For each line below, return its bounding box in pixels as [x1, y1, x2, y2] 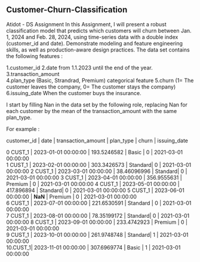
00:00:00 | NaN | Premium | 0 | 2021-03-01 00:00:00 [6, 193, 137, 200]
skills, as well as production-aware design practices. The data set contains [6, 46, 190, 53]
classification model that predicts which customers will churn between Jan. [6, 27, 192, 34]
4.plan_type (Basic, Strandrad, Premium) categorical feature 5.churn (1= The [6, 77, 194, 84]
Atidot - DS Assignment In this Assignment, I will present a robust [6, 20, 167, 28]
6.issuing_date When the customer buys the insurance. [6, 89, 141, 96]
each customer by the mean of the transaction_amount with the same [6, 107, 177, 114]
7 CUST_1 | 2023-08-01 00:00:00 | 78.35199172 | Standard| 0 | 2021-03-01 [6, 212, 190, 219]
